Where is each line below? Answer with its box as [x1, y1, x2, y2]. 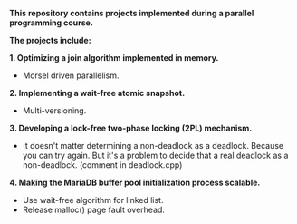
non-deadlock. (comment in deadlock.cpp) [22, 160, 183, 170]
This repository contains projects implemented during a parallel [9, 8, 254, 18]
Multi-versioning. [22, 105, 87, 116]
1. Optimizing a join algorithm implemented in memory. [9, 53, 219, 63]
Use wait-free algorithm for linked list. [22, 195, 164, 205]
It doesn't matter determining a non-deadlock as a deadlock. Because [22, 141, 284, 151]
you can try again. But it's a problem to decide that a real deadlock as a [22, 150, 289, 161]
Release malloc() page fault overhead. [22, 204, 166, 215]
